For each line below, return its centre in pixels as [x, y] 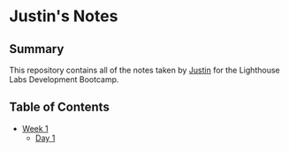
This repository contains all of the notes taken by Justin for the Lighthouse [144, 70]
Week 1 [35, 128]
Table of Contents [60, 107]
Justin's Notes [64, 16]
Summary [37, 49]
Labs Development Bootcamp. [64, 80]
